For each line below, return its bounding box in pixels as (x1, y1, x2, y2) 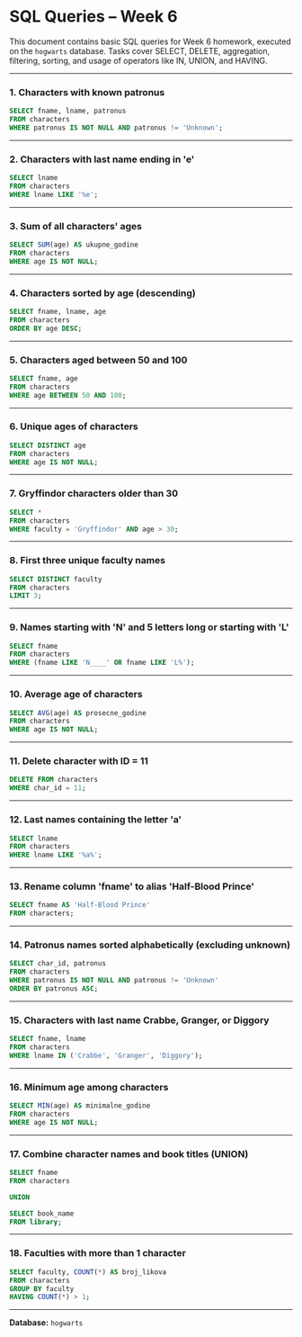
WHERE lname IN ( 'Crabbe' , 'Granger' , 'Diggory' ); (9, 1051, 203, 1061)
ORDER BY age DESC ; (9, 324, 83, 333)
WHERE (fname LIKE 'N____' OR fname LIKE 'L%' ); (9, 659, 195, 668)
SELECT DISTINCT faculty (9, 574, 102, 584)
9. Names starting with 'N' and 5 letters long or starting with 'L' (9, 621, 289, 633)
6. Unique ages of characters (9, 420, 138, 433)
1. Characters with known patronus (9, 85, 165, 98)
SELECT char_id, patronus (9, 959, 106, 968)
